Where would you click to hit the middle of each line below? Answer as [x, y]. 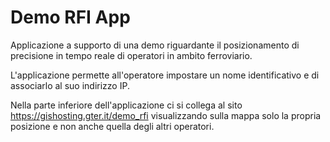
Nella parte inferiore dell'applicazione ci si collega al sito [126, 105]
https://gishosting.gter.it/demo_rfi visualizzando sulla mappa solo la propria [166, 115]
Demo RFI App [70, 17]
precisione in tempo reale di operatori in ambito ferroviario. [131, 55]
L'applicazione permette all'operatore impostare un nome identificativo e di [165, 75]
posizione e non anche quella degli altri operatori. [112, 126]
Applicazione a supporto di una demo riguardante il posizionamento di [155, 45]
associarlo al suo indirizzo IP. [70, 85]
